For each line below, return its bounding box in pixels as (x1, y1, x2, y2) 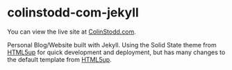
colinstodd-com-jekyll (7, 5, 139, 21)
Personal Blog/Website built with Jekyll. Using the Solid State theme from (7, 40, 217, 49)
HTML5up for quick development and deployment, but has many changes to (7, 48, 226, 56)
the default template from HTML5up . (7, 55, 113, 63)
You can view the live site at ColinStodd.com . (7, 27, 137, 36)
